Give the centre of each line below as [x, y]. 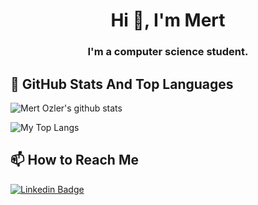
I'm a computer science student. [168, 52]
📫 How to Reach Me [74, 160]
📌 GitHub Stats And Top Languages [122, 84]
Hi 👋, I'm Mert [168, 20]
